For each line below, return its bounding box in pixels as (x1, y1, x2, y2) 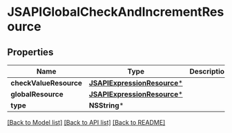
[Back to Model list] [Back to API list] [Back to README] (7, 119, 166, 126)
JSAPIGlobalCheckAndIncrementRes (7, 4, 224, 20)
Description (189, 67, 229, 76)
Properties (7, 46, 54, 58)
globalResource (10, 90, 64, 99)
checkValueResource (10, 79, 83, 88)
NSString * (88, 101, 124, 110)
